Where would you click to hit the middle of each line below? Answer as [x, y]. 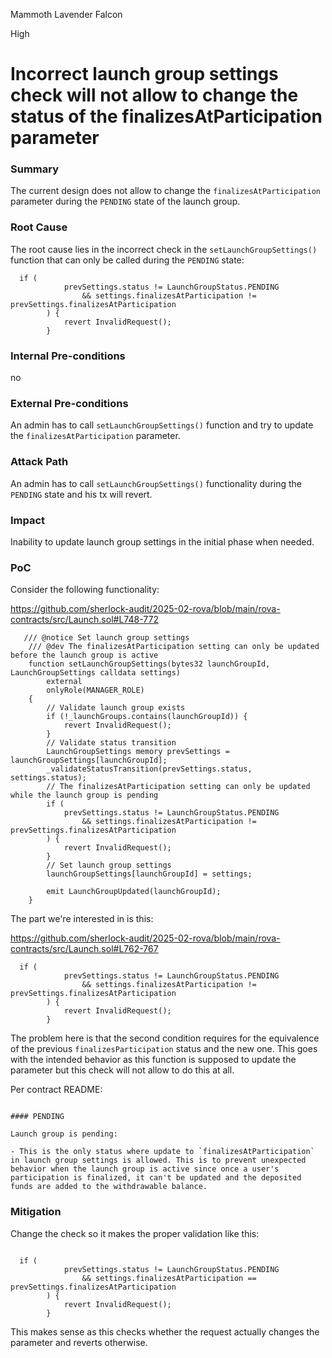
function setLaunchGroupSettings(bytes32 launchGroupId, [149, 664]
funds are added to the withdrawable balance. [109, 1187]
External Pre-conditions [69, 403]
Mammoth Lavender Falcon [66, 14]
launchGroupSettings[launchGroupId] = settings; [149, 874]
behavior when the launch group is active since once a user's [145, 1169]
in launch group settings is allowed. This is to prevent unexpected [158, 1160]
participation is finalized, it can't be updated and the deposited [156, 1178]
